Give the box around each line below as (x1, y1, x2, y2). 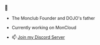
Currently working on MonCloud (11, 25, 77, 30)
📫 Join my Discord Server (11, 34, 65, 40)
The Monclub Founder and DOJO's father (11, 15, 96, 21)
